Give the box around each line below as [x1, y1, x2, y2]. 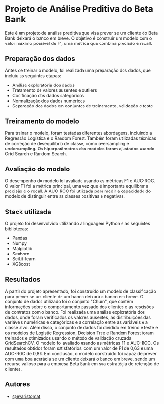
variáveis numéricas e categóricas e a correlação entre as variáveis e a [5, 319, 148, 325]
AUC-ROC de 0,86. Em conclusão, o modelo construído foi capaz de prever [5, 351, 157, 356]
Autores [5, 380, 30, 389]
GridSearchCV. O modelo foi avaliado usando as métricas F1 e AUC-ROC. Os [5, 340, 159, 346]
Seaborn [12, 251, 30, 257]
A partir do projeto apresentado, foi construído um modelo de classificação [5, 288, 156, 294]
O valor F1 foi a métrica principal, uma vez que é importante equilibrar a [5, 183, 149, 189]
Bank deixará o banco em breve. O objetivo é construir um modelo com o [5, 35, 152, 41]
